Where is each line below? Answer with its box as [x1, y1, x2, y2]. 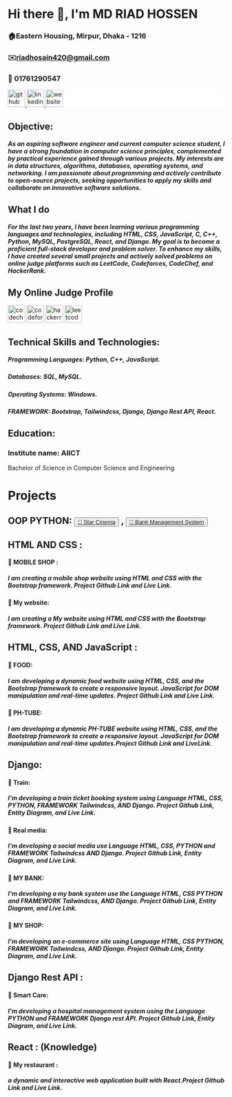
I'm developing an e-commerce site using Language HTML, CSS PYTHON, [8, 937, 224, 945]
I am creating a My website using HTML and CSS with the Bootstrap [8, 614, 206, 623]
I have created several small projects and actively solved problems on [8, 252, 213, 260]
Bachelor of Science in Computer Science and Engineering [8, 463, 175, 472]
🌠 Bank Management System [129, 519, 204, 526]
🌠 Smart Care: [8, 991, 49, 999]
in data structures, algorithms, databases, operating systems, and [8, 162, 204, 170]
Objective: [8, 121, 54, 132]
